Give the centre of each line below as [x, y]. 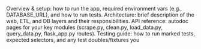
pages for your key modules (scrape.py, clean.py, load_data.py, [85, 27]
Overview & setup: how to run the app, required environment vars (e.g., [94, 9]
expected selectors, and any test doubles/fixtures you [73, 40]
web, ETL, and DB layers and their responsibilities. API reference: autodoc [97, 21]
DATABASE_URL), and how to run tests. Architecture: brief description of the [100, 15]
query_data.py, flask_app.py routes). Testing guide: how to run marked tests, [101, 34]
